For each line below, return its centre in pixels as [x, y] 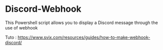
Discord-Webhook [43, 9]
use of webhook [21, 27]
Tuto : [11, 37]
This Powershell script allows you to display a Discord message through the [81, 23]
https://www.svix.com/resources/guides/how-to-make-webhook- [84, 37]
